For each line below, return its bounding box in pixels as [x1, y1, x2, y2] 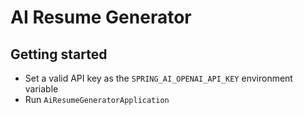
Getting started [10, 46, 108, 63]
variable [24, 83, 59, 95]
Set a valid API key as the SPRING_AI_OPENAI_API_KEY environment [24, 72, 293, 84]
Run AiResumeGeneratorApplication [24, 94, 170, 105]
